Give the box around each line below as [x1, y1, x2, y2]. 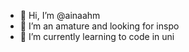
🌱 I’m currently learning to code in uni [19, 31, 175, 42]
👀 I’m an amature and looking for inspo [19, 20, 180, 32]
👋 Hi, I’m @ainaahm [19, 10, 101, 21]
